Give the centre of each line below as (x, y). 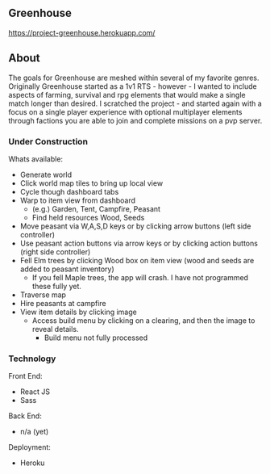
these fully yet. (57, 286)
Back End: (25, 416)
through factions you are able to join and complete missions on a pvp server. (135, 120)
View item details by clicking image (78, 312)
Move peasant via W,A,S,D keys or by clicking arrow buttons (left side (135, 226)
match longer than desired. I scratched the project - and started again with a (135, 103)
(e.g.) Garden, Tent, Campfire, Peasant (96, 208)
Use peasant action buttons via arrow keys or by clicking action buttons (139, 243)
